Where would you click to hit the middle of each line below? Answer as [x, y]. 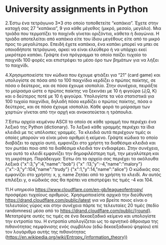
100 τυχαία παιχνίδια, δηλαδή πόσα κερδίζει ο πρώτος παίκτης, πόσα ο [79, 101]
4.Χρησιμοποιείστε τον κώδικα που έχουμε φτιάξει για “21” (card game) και [83, 75]
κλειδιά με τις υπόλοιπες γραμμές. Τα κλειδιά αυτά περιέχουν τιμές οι [78, 132]
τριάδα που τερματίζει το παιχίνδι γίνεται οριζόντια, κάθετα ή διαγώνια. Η [82, 33]
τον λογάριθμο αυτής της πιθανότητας [45, 232]
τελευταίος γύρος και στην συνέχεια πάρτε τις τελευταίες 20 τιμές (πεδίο [82, 205]
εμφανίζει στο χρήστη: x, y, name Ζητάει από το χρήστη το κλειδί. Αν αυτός [83, 174]
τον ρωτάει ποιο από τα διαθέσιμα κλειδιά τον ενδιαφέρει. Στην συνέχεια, [82, 148]
